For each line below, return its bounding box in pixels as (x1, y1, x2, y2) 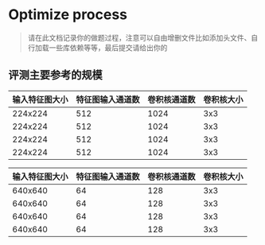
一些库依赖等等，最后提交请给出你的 (49, 42, 168, 52)
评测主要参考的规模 (8, 68, 103, 82)
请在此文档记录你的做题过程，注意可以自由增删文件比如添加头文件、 (27, 33, 251, 42)
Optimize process (8, 6, 128, 24)
